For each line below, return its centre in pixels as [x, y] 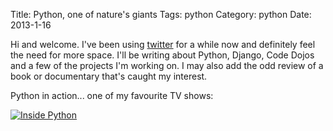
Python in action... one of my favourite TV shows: [112, 95]
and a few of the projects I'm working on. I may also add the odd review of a [167, 65]
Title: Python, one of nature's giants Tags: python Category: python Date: [161, 14]
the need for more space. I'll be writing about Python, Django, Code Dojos [162, 55]
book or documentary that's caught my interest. [109, 76]
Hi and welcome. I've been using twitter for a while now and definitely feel [163, 44]
